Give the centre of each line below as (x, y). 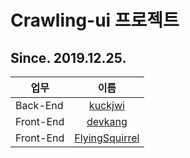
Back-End (39, 105)
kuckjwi (106, 105)
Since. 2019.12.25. (68, 57)
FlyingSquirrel (107, 138)
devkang (107, 121)
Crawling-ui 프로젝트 (95, 20)
